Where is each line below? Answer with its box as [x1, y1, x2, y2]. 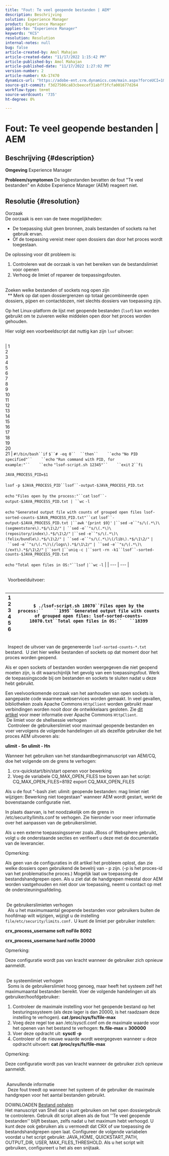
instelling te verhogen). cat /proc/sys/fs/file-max [12, 1014, 116, 1021]
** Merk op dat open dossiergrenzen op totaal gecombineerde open [7, 293, 149, 299]
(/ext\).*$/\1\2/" [5, 547, 44, 552]
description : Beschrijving [5, 12, 62, 17]
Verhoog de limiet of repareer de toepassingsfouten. [12, 272, 122, 278]
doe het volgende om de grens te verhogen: [5, 758, 97, 764]
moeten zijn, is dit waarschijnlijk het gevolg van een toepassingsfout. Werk [5, 670, 160, 676]
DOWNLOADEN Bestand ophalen [5, 1102, 74, 1108]
